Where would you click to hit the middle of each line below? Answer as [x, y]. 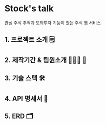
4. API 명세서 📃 [26, 99]
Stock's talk [29, 9]
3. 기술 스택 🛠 [25, 78]
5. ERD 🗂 [19, 116]
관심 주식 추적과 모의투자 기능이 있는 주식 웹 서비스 [53, 23]
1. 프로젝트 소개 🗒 [30, 40]
